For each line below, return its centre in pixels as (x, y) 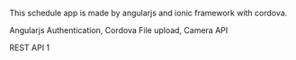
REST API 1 (30, 47)
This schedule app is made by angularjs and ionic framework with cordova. (148, 13)
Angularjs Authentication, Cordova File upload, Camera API (119, 30)
